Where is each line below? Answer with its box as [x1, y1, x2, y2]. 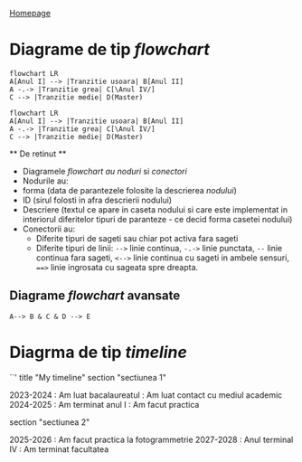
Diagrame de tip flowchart [9, 40, 211, 60]
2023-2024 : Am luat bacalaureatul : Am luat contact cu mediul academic [9, 389, 283, 401]
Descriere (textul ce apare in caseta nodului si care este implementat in [22, 203, 288, 215]
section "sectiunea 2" [9, 416, 90, 428]
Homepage [9, 8, 52, 18]
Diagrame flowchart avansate [9, 288, 181, 304]
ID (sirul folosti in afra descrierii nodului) [22, 194, 173, 205]
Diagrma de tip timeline [9, 342, 187, 363]
